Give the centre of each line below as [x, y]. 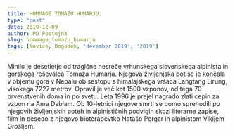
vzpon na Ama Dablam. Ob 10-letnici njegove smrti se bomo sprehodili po [114, 104]
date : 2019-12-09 [33, 27]
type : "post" [26, 20]
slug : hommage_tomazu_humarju [52, 40]
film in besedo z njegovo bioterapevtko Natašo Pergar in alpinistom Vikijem [116, 119]
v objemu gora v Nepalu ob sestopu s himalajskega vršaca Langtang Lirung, [118, 81]
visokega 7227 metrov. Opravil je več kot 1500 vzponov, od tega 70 [104, 89]
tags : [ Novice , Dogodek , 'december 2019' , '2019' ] [83, 46]
